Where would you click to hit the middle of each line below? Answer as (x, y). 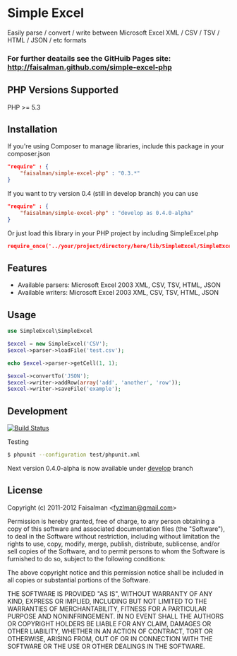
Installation (32, 130)
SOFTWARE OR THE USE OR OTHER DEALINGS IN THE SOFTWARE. (106, 646)
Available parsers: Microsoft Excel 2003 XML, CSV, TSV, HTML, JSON (119, 285)
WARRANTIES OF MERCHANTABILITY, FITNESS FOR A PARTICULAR (107, 609)
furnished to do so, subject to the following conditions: (86, 558)
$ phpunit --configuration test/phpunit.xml (74, 455)
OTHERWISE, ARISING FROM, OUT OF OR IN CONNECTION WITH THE (110, 638)
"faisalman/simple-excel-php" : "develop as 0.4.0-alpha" (107, 213)
